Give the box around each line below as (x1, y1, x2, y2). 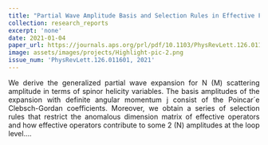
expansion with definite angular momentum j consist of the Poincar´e (8, 95, 260, 104)
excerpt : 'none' (8, 26, 62, 34)
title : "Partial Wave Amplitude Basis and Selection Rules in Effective (8, 11, 255, 20)
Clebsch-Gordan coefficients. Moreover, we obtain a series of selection (8, 103, 260, 112)
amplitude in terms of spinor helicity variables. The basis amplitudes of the (8, 86, 260, 96)
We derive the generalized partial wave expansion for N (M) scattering (8, 77, 260, 88)
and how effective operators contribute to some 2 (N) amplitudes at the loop (8, 120, 260, 130)
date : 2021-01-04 (8, 33, 66, 42)
